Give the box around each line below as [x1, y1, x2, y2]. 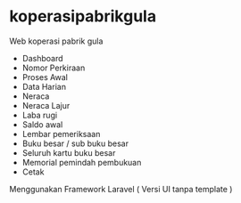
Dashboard [21, 53, 64, 63]
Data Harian [21, 81, 67, 92]
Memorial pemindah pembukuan [21, 157, 142, 167]
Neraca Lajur [21, 100, 71, 110]
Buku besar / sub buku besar [21, 138, 129, 149]
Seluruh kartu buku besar [21, 147, 116, 158]
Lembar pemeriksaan [21, 128, 101, 139]
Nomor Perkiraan [21, 62, 86, 73]
